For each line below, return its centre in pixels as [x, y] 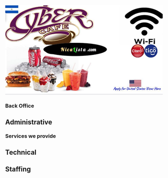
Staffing [18, 169]
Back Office [20, 106]
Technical [21, 152]
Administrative [29, 122]
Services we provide [30, 136]
